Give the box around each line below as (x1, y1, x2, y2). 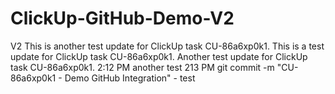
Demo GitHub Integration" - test (64, 72, 196, 84)
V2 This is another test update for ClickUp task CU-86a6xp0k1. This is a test (10, 40, 325, 52)
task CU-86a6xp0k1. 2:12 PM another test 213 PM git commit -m (10, 61, 275, 73)
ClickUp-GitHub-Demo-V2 (10, 7, 235, 30)
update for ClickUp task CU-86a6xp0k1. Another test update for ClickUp (10, 50, 308, 62)
